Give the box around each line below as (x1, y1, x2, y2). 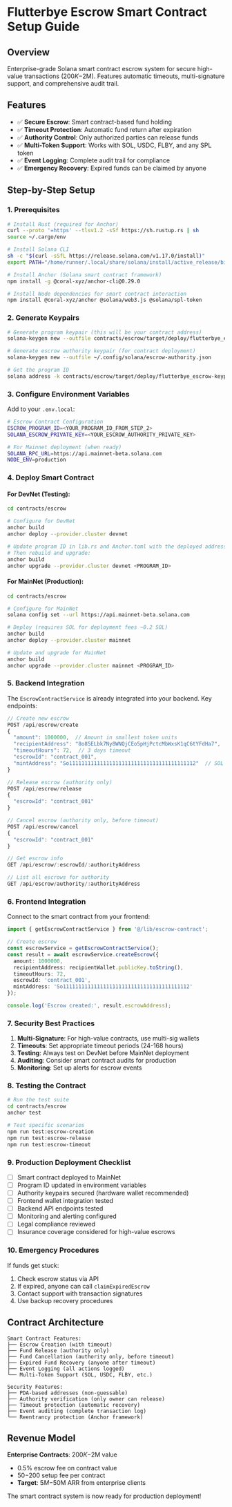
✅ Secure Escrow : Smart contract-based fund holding (17, 117, 173, 126)
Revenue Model (7, 1432, 76, 1444)
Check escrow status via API (17, 1274, 99, 1282)
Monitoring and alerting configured (17, 1212, 117, 1220)
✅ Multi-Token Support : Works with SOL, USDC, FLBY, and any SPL (17, 141, 212, 149)
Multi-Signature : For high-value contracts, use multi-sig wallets (17, 1034, 200, 1043)
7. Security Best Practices (7, 1018, 95, 1028)
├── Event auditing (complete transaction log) (7, 1408, 147, 1414)
